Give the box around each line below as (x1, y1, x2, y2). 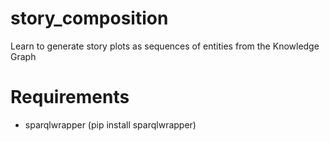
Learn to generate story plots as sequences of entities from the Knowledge (10, 40, 320, 52)
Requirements (10, 86, 130, 109)
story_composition (10, 7, 169, 30)
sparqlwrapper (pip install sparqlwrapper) (24, 118, 197, 131)
